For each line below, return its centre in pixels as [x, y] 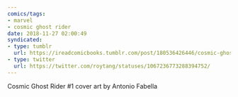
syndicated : [25, 40]
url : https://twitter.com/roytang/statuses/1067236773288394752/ [112, 66]
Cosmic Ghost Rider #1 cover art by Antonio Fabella [83, 86]
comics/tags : [27, 14]
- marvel [20, 20]
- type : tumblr [30, 46]
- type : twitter [31, 60]
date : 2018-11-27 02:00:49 [47, 33]
